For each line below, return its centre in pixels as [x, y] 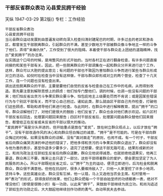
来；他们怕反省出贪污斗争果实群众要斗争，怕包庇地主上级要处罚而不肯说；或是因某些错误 [81, 97]
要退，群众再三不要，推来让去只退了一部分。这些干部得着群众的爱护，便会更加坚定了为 [79, 159]
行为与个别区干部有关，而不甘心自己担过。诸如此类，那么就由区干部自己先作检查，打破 [79, 102]
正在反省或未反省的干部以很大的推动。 [56, 123]
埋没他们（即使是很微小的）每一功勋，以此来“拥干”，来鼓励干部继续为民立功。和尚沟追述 [81, 184]
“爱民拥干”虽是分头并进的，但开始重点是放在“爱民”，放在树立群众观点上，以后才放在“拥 [81, 127]
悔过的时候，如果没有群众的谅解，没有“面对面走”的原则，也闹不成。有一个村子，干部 [81, 138]
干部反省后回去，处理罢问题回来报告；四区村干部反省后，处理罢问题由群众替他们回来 [77, 117]
